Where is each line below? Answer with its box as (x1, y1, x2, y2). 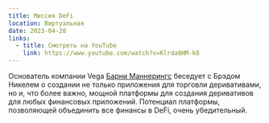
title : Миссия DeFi (8, 11, 74, 20)
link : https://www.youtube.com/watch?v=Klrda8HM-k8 (23, 49, 200, 57)
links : (8, 34, 31, 43)
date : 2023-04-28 (8, 27, 67, 35)
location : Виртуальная (8, 19, 85, 27)
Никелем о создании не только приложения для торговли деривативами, (8, 80, 262, 89)
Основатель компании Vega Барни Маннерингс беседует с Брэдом (8, 72, 241, 80)
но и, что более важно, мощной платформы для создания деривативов (8, 88, 254, 97)
